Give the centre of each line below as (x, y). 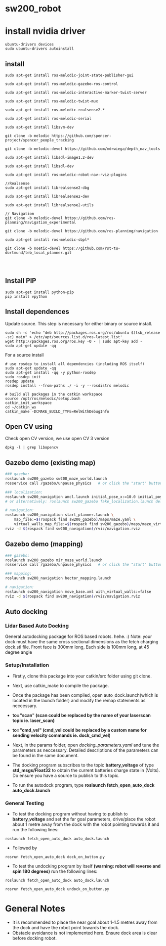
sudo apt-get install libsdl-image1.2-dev (49, 157)
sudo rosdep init (23, 377)
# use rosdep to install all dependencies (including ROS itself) (75, 364)
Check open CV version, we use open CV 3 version (57, 439)
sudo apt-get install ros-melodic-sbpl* (47, 240)
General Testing (25, 803)
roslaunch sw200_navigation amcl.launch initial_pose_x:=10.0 (70, 497)
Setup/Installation (27, 665)
